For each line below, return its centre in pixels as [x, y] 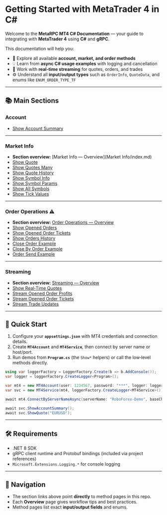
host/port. [23, 352]
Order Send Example [34, 254]
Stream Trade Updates [36, 304]
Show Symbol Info [31, 178]
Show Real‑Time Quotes [37, 288]
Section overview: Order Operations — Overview [63, 223]
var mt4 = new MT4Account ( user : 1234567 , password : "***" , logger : [77, 386]
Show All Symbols [31, 189]
